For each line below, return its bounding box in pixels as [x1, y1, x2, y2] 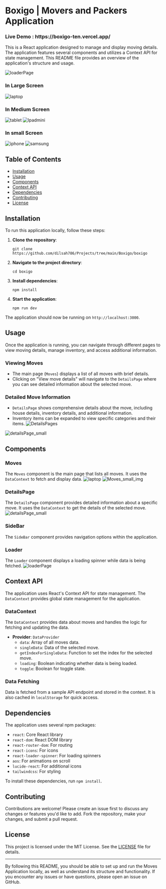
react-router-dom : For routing [12, 742, 73, 748]
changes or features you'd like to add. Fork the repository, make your [5, 811, 146, 817]
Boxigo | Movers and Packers [5, 5, 127, 16]
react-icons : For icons [12, 747, 58, 753]
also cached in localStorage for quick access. [5, 694, 99, 701]
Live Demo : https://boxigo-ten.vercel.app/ [5, 33, 111, 40]
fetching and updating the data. [5, 624, 69, 630]
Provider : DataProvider [12, 634, 60, 640]
